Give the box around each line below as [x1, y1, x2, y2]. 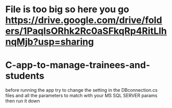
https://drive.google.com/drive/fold [5, 14, 163, 26]
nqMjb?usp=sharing [5, 36, 94, 48]
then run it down [5, 98, 40, 104]
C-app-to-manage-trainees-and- [5, 60, 150, 71]
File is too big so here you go [5, 4, 129, 15]
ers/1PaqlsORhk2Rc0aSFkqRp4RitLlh [5, 25, 167, 37]
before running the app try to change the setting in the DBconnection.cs [5, 87, 158, 93]
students [5, 70, 45, 82]
